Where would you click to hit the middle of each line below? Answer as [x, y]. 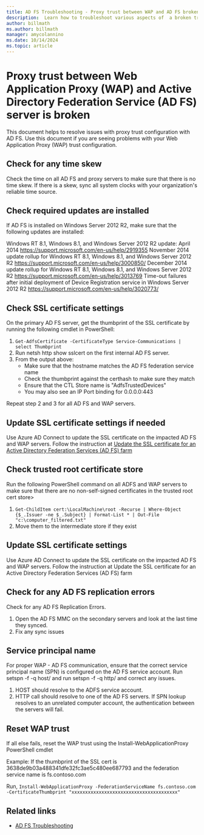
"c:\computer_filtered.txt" [50, 520]
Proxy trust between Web [72, 76]
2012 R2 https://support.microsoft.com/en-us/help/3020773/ [83, 289]
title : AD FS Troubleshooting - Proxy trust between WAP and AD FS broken [103, 12]
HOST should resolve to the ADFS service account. [79, 690]
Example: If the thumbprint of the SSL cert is [62, 762]
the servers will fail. [39, 709]
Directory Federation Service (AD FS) [102, 102]
